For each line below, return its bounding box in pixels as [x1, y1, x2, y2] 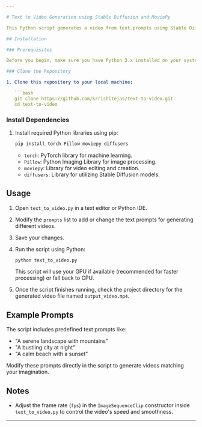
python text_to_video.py [14, 257, 78, 263]
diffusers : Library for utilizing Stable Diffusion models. [23, 171, 161, 178]
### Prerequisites [6, 46, 52, 53]
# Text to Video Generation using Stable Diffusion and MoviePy [6, 14, 171, 20]
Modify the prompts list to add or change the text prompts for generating [14, 216, 194, 223]
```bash [14, 90, 34, 96]
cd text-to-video [14, 101, 58, 107]
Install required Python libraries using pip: [14, 129, 118, 136]
